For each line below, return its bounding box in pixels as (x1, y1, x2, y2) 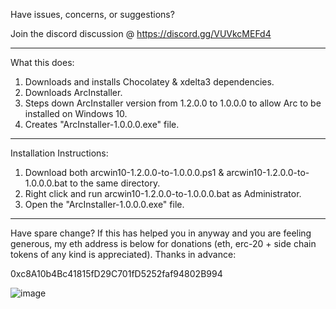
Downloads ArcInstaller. (24, 87, 123, 98)
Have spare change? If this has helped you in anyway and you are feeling (10, 227, 312, 239)
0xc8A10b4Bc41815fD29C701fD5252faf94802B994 (10, 268, 223, 279)
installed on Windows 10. (24, 108, 128, 119)
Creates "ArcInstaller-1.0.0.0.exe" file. (24, 119, 180, 130)
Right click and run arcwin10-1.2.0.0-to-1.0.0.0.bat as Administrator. (24, 188, 302, 199)
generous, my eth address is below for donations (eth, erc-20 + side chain (10, 238, 317, 249)
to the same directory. (69, 177, 161, 189)
